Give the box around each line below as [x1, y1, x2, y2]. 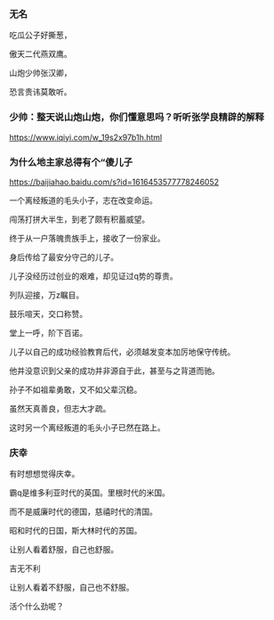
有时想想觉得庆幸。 [9, 469, 80, 479]
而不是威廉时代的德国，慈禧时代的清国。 [9, 506, 157, 518]
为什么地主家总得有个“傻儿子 [9, 156, 133, 168]
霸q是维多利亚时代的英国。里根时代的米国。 [9, 487, 171, 498]
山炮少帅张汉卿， [9, 68, 72, 78]
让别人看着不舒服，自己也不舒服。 [9, 582, 134, 593]
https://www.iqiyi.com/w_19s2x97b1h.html [9, 132, 163, 143]
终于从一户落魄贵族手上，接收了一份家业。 [9, 232, 165, 243]
